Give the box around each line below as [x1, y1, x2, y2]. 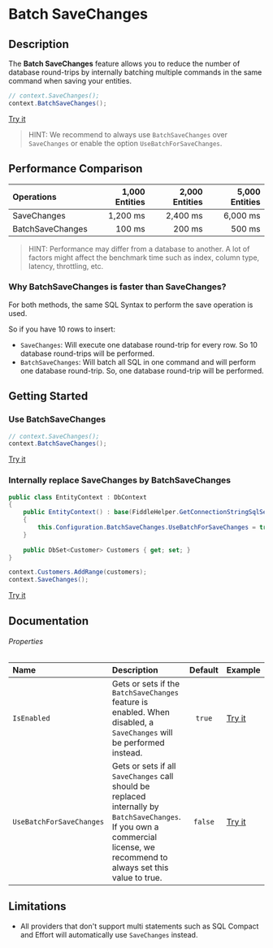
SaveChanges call [112, 770, 174, 781]
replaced [112, 790, 146, 802]
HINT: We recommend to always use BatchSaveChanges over [28, 129, 227, 139]
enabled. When [112, 706, 171, 717]
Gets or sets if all [112, 760, 176, 772]
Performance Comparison [8, 162, 143, 175]
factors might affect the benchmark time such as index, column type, [28, 253, 260, 262]
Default [189, 664, 219, 675]
